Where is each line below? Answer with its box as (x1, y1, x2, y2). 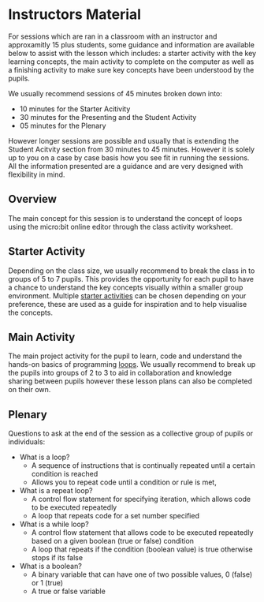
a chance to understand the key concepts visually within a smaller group (8, 282, 244, 292)
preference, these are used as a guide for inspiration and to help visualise (8, 299, 247, 308)
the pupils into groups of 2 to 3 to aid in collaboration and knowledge (8, 368, 232, 378)
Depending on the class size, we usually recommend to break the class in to (8, 266, 255, 275)
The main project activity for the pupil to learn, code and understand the (8, 351, 243, 361)
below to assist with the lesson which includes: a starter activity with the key (8, 48, 257, 58)
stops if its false (31, 553, 84, 563)
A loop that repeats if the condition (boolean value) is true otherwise (31, 544, 254, 554)
